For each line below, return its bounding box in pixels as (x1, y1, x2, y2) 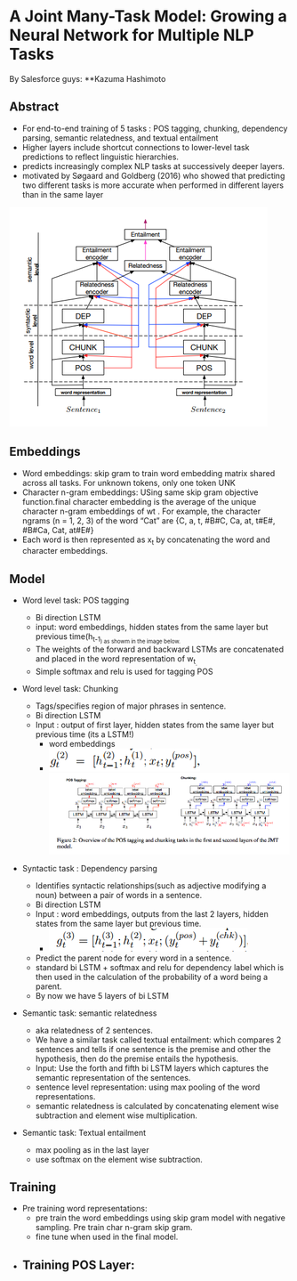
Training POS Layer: (21, 1257, 135, 1272)
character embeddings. (21, 546, 108, 556)
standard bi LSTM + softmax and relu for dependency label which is (35, 961, 285, 972)
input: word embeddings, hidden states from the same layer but (35, 621, 269, 633)
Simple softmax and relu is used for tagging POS (35, 666, 213, 677)
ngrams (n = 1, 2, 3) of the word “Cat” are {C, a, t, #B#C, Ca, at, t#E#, (21, 515, 276, 526)
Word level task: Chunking (21, 684, 118, 694)
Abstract (9, 100, 60, 115)
